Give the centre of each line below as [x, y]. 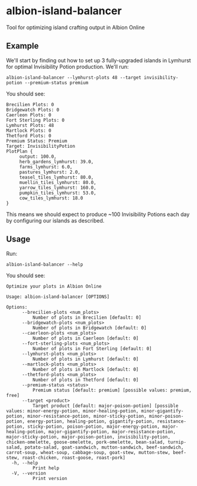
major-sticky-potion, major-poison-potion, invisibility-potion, [88, 437]
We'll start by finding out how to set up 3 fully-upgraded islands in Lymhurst [98, 60]
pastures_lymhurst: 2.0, [50, 172]
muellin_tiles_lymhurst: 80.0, [58, 182]
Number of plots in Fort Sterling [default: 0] [92, 348]
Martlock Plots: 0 [29, 131]
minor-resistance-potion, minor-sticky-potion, [87, 416]
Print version [50, 478]
